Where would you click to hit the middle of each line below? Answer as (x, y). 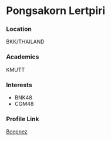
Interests (19, 85)
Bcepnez (17, 132)
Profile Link (23, 119)
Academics (23, 57)
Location (19, 29)
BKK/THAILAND (26, 42)
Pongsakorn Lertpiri (56, 11)
